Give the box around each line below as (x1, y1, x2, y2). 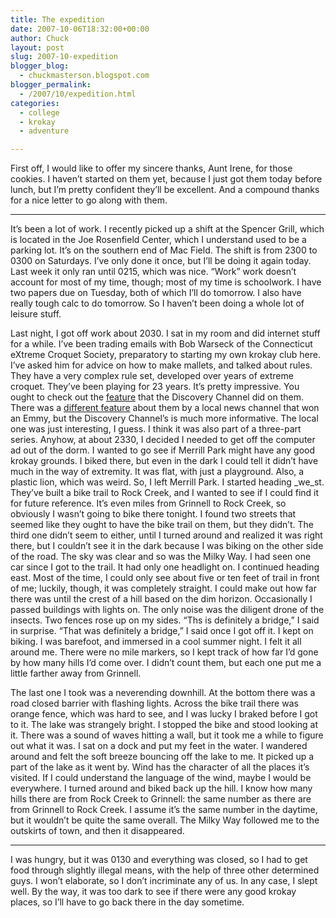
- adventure (19, 126, 70, 136)
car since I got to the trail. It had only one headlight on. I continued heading (10, 561, 320, 573)
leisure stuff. (10, 308, 62, 320)
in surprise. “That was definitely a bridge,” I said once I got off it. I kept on (10, 625, 314, 637)
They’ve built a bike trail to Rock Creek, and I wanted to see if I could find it (10, 487, 320, 499)
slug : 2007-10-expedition (10, 52, 118, 62)
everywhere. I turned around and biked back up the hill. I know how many (10, 782, 313, 795)
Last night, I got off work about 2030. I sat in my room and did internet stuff (10, 327, 321, 340)
